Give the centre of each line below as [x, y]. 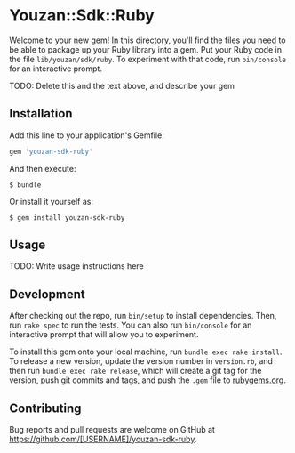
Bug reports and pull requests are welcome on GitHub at [112, 430]
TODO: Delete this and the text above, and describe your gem [122, 85]
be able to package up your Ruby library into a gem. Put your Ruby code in [146, 49]
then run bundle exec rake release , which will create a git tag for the [136, 371]
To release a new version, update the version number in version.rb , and [141, 361]
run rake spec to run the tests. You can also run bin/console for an [131, 325]
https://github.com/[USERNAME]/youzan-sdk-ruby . [103, 439]
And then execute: [43, 168]
